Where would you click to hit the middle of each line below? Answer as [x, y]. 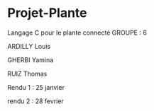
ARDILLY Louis [29, 46]
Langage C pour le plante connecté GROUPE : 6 [77, 33]
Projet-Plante [47, 13]
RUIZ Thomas [27, 74]
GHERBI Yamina [31, 60]
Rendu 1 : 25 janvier [36, 87]
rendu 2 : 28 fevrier [35, 101]
